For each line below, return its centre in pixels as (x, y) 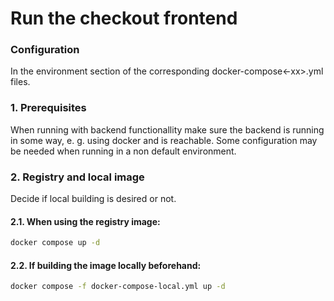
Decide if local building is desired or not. (93, 199)
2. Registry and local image (77, 177)
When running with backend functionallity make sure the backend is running (167, 129)
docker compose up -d (55, 243)
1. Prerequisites (48, 108)
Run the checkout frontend (124, 18)
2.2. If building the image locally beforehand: (106, 265)
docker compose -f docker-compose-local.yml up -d (118, 287)
